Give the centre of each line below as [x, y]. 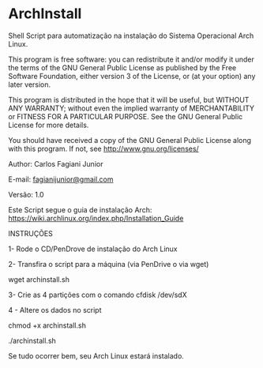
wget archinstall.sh [39, 279]
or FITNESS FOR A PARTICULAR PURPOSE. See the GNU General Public [126, 116]
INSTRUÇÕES [31, 233]
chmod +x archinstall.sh [47, 325]
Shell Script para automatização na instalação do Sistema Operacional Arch [131, 36]
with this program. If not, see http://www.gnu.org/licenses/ [103, 148]
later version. [30, 84]
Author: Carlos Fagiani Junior [56, 163]
